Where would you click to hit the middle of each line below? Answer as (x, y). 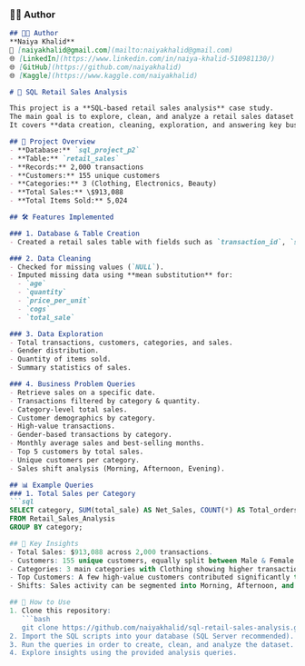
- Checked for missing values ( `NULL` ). (87, 267)
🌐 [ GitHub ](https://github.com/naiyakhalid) (96, 67)
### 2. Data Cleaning (50, 258)
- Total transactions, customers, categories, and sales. (121, 343)
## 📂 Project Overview (52, 142)
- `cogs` (34, 309)
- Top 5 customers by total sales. (77, 452)
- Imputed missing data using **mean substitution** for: (121, 275)
